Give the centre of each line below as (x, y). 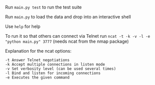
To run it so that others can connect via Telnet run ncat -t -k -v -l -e (78, 36)
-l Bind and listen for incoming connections (53, 73)
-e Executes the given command (37, 78)
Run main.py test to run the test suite (44, 7)
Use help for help (23, 26)
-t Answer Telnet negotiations (37, 60)
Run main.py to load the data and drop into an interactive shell (68, 17)
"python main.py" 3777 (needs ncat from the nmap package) (67, 41)
